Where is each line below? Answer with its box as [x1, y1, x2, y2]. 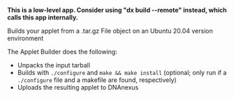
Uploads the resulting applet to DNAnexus [17, 83, 139, 91]
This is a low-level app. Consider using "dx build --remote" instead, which [7, 6, 227, 14]
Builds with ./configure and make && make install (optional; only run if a [17, 69, 227, 76]
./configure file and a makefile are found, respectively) [17, 76, 177, 84]
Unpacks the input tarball [17, 61, 91, 69]
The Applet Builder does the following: [7, 48, 117, 56]
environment [7, 34, 44, 42]
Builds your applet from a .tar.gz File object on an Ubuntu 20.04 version [7, 27, 213, 35]
